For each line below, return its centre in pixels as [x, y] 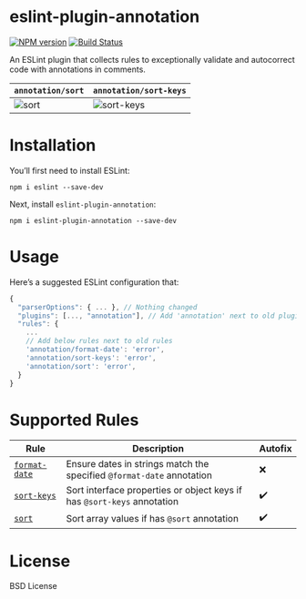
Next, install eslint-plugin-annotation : [83, 204]
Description [158, 449]
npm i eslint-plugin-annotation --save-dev [93, 220]
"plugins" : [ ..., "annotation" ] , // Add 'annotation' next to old [146, 316]
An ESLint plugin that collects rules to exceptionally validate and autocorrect [153, 59]
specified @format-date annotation [139, 475]
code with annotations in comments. [77, 69]
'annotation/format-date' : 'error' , [96, 350]
